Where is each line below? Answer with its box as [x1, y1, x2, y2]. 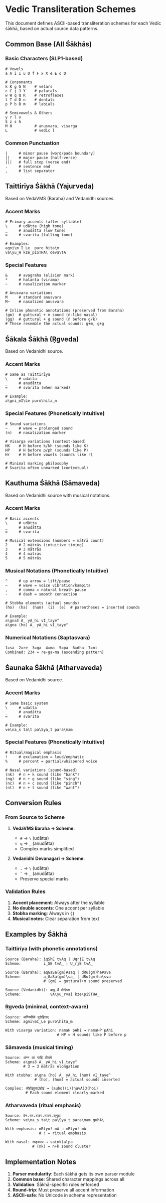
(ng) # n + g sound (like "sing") [5, 776, 80, 781]
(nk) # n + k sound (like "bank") [5, 772, 80, 777]
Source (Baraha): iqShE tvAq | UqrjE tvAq [5, 957, 95, 962]
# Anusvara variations [5, 290, 53, 295]
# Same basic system [5, 701, 49, 706]
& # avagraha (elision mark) [5, 273, 75, 278]
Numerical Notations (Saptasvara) [5, 634, 90, 641]
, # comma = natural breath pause [5, 587, 86, 592]
